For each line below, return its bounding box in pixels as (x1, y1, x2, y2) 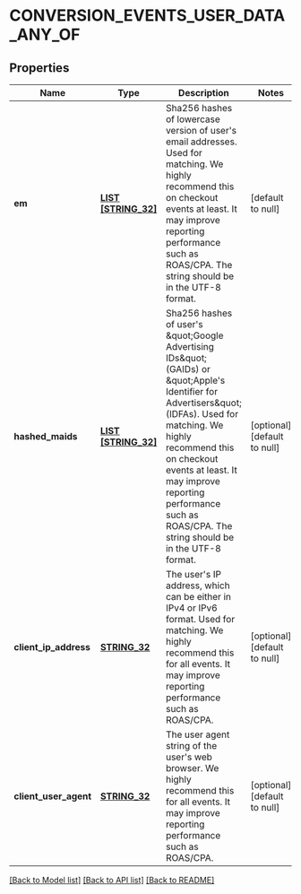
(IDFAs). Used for (165, 408, 239, 420)
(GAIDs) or (165, 363, 211, 375)
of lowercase (165, 113, 221, 126)
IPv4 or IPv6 (165, 602, 218, 614)
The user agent (165, 728, 230, 741)
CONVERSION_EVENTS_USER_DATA (9, 5, 286, 26)
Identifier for (165, 386, 218, 397)
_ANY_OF (9, 24, 81, 45)
